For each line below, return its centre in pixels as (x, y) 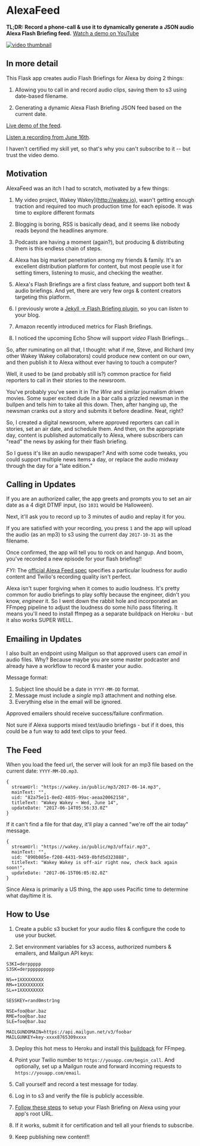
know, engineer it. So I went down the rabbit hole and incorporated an (92, 601)
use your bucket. (36, 935)
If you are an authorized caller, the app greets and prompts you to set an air (99, 499)
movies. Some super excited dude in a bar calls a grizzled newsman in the (97, 398)
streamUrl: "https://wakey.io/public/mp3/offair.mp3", (81, 847)
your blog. (27, 315)
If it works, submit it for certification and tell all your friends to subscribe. (104, 1125)
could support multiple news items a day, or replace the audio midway (93, 459)
